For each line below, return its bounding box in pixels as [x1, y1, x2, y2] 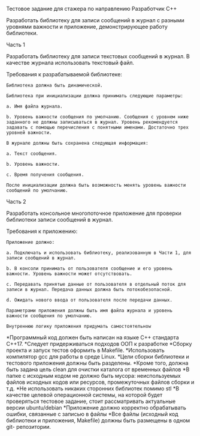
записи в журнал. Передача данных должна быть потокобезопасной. [6, 286, 172, 292]
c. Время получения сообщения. [6, 172, 84, 178]
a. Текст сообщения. [6, 151, 58, 157]
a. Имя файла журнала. [6, 103, 63, 109]
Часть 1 [6, 41, 25, 48]
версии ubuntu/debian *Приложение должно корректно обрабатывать [6, 404, 187, 411]
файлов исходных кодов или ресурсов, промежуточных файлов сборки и [6, 378, 195, 386]
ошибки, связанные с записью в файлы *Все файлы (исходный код [6, 411, 178, 417]
